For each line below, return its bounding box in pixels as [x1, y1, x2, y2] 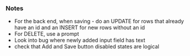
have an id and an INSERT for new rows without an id [14, 24, 145, 31]
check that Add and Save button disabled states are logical [14, 43, 160, 50]
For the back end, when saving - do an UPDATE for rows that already [14, 18, 185, 25]
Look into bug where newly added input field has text [14, 37, 146, 44]
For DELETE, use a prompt [14, 30, 79, 38]
